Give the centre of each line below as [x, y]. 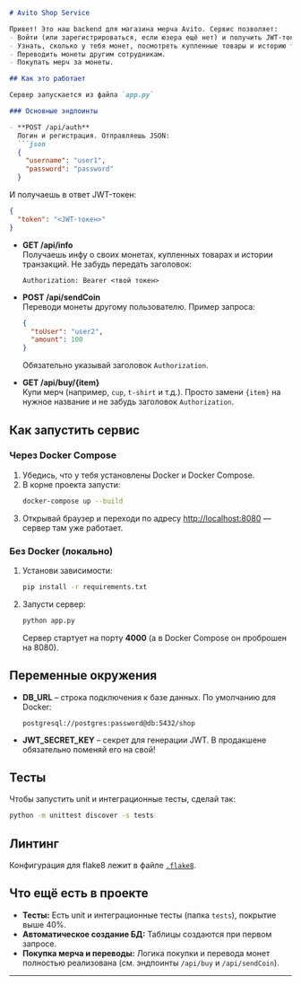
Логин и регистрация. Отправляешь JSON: [94, 136]
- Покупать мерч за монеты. [62, 63]
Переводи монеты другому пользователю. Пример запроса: [138, 306]
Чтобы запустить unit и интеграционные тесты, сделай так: [122, 799]
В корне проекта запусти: [71, 484]
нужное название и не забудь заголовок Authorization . [128, 402]
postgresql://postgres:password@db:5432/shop [108, 723]
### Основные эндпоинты [54, 111]
